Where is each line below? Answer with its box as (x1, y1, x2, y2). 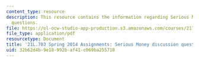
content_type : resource (6, 8, 65, 15)
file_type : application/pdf (6, 31, 76, 37)
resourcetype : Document (6, 36, 65, 42)
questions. (11, 19, 38, 25)
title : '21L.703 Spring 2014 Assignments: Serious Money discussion (6, 42, 179, 48)
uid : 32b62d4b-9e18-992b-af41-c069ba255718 (6, 47, 115, 53)
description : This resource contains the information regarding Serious (6, 14, 190, 20)
